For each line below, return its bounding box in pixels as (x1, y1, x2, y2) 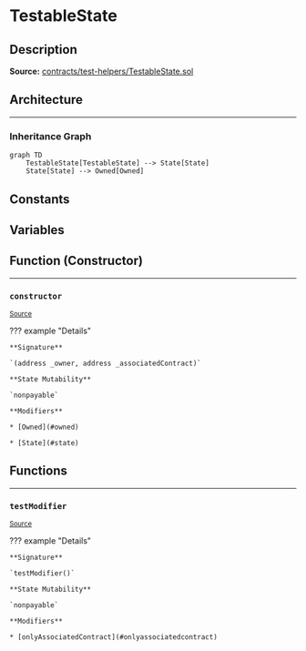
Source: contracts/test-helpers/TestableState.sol (9, 66, 194, 76)
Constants (9, 191, 70, 207)
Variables (9, 222, 66, 238)
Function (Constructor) (9, 253, 144, 269)
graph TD (9, 151, 43, 160)
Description (9, 42, 77, 57)
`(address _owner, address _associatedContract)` (9, 359, 202, 368)
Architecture (9, 92, 84, 107)
